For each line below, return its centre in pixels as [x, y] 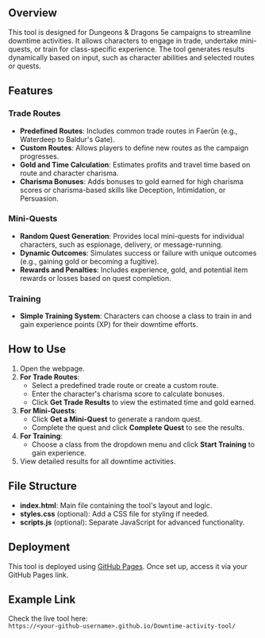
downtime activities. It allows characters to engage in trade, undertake [123, 40]
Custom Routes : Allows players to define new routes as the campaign [134, 148]
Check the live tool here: [48, 619]
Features [31, 91]
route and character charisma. [69, 173]
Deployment [39, 547]
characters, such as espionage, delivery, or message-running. [121, 244]
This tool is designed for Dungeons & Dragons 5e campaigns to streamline [130, 32]
